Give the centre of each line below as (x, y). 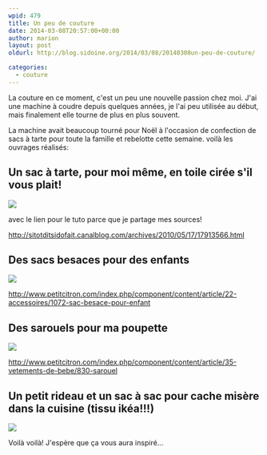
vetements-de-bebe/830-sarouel (63, 371)
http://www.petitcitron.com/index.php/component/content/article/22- (123, 294)
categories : (28, 68)
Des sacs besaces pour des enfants (99, 260)
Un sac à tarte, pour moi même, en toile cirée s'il (131, 173)
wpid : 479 (25, 16)
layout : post (30, 46)
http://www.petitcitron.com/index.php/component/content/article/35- (123, 362)
